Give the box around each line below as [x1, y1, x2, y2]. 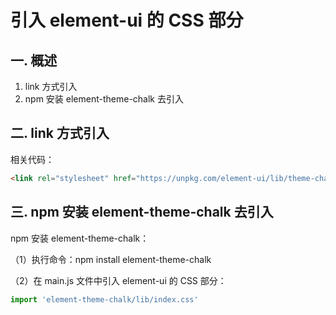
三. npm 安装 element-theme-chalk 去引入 [10, 204, 274, 221]
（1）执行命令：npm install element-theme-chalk [10, 253, 212, 265]
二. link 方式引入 [10, 125, 110, 142]
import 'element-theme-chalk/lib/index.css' [10, 294, 199, 305]
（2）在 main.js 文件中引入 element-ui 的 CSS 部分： [10, 274, 227, 286]
